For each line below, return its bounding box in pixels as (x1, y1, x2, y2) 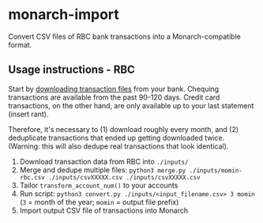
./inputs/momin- (189, 166, 242, 175)
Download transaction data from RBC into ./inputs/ (19, 157, 189, 166)
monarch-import (8, 6, 120, 24)
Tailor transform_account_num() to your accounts (19, 180, 178, 190)
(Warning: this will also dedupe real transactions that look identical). (8, 141, 229, 151)
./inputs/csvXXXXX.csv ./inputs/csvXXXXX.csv (48, 173, 201, 181)
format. (8, 40, 32, 49)
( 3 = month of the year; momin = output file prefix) (19, 197, 179, 206)
